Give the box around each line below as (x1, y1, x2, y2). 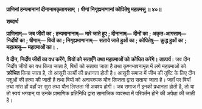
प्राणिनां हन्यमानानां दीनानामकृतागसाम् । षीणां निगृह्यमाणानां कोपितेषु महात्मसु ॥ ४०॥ (6, 6, 162, 13)
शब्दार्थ (6, 18, 19, 25)
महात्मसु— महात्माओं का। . (6, 44, 59, 51)
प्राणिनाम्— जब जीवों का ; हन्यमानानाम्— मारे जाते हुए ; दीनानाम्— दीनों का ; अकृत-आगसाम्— (6, 30, 187, 37)
